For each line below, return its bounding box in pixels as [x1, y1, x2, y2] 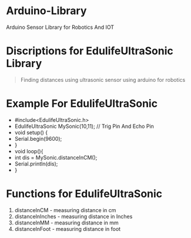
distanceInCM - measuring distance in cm [14, 206, 116, 213]
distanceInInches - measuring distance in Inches [14, 213, 133, 220]
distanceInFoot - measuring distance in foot [14, 225, 121, 232]
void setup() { [14, 128, 48, 136]
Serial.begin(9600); [14, 135, 62, 142]
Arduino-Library [6, 4, 87, 18]
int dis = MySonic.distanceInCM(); [14, 154, 98, 161]
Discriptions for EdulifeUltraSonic [6, 44, 173, 58]
